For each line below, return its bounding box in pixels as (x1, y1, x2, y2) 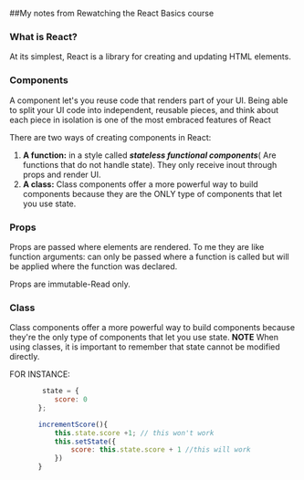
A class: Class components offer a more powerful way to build (22, 178, 258, 190)
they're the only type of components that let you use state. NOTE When (9, 332, 278, 343)
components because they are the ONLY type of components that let (22, 188, 283, 199)
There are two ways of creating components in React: (9, 131, 212, 142)
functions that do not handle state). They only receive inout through (22, 159, 278, 170)
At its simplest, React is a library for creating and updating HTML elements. (9, 51, 292, 62)
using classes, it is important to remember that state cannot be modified (9, 341, 280, 352)
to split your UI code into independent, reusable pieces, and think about (9, 104, 278, 115)
